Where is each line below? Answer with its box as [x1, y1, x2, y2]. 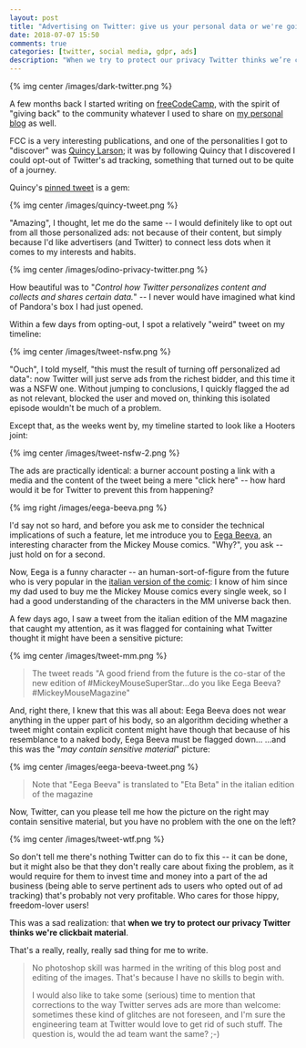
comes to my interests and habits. [9, 247, 137, 257]
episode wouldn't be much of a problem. [9, 403, 162, 413]
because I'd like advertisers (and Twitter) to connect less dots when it [9, 237, 271, 247]
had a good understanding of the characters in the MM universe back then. [9, 596, 291, 606]
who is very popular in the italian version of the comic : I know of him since [9, 576, 289, 587]
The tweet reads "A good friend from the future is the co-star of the [31, 668, 286, 679]
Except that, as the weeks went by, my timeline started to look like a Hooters [9, 420, 296, 431]
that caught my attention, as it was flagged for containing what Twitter [9, 623, 273, 633]
